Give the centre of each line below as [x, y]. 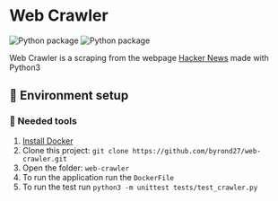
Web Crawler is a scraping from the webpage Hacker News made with [139, 57]
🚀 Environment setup [69, 96]
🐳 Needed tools [43, 121]
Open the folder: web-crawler [76, 168]
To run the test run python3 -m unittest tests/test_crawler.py [140, 187]
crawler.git [44, 159]
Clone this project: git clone [75, 150]
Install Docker [48, 141]
